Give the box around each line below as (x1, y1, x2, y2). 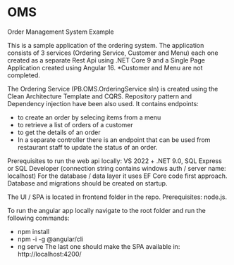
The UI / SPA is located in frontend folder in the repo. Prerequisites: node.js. (7, 193, 228, 201)
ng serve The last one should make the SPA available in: (17, 242, 180, 250)
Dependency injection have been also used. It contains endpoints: (7, 99, 199, 108)
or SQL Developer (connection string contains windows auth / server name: (7, 164, 227, 172)
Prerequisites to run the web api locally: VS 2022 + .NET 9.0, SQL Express (7, 156, 222, 165)
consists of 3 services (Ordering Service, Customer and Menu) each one (7, 49, 218, 57)
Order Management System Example (7, 27, 114, 36)
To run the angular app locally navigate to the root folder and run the (7, 206, 207, 214)
